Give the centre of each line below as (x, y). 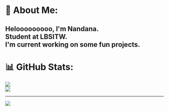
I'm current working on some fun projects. (73, 44)
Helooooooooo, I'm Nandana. (52, 29)
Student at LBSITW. (36, 36)
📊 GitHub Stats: (39, 67)
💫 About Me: (32, 10)
